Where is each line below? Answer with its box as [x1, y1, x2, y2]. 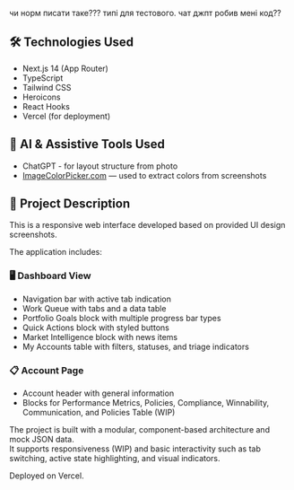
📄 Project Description [9, 197, 131, 212]
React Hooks [22, 101, 70, 111]
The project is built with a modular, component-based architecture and [9, 424, 271, 435]
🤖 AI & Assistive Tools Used [9, 136, 166, 152]
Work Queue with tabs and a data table [22, 302, 167, 313]
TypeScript [22, 72, 64, 83]
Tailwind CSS [22, 82, 72, 92]
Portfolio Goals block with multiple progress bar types [22, 312, 221, 323]
